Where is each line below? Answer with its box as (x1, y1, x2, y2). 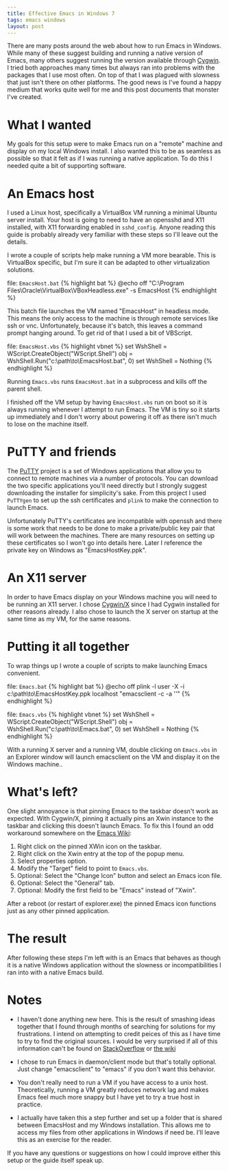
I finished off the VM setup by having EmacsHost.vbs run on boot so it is (7, 398, 208, 407)
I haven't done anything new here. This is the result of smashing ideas (16, 1015, 215, 1023)
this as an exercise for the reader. (16, 1135, 112, 1143)
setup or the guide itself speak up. (7, 1156, 104, 1164)
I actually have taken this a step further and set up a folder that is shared (16, 1113, 222, 1121)
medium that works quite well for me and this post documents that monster (7, 85, 219, 94)
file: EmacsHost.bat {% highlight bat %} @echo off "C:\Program (7, 279, 184, 288)
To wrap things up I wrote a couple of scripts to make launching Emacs (7, 662, 208, 670)
